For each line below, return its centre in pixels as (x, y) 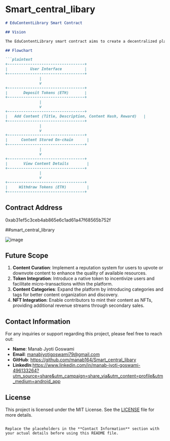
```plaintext (19, 59)
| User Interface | (46, 69)
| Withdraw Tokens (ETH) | (47, 187)
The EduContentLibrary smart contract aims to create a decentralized (81, 41)
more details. (19, 415)
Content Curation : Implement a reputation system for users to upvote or (88, 268)
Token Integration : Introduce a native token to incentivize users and (83, 278)
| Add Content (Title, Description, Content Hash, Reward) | (75, 116)
